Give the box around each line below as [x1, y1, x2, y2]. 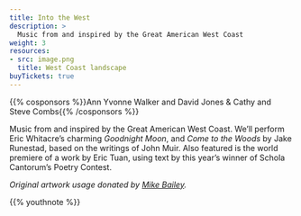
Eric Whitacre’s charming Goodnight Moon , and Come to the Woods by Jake [9, 132, 293, 144]
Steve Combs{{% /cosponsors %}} [9, 105, 140, 117]
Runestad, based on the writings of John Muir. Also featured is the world [9, 142, 278, 153]
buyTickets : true [9, 72, 75, 81]
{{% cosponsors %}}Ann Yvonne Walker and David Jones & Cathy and [9, 96, 272, 107]
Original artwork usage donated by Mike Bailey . [9, 179, 187, 190]
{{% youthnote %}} [9, 196, 81, 207]
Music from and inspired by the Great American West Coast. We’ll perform [9, 123, 286, 134]
